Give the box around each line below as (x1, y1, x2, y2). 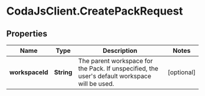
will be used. (78, 80, 115, 87)
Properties (6, 29, 48, 39)
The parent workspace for (78, 57, 153, 65)
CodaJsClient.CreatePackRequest (6, 4, 183, 18)
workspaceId (9, 68, 49, 77)
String (54, 68, 73, 77)
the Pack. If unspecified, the (78, 64, 159, 72)
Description (103, 47, 138, 55)
